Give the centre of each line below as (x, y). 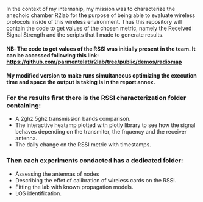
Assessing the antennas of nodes (57, 174)
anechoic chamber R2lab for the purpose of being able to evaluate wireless (101, 15)
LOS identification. (38, 193)
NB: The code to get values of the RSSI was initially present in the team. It (101, 49)
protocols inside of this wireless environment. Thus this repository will (94, 22)
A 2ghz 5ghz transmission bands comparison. (73, 119)
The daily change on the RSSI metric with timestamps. (83, 145)
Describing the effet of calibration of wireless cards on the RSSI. (96, 180)
